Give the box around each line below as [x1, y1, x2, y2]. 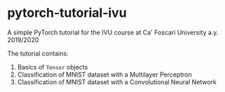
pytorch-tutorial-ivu [7, 5, 128, 21]
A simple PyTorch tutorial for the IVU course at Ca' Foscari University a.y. [7, 28, 219, 37]
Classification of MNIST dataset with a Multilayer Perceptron [17, 70, 192, 79]
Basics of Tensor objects [17, 63, 88, 71]
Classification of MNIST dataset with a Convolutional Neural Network [17, 77, 217, 86]
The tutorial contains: [7, 49, 69, 58]
